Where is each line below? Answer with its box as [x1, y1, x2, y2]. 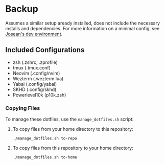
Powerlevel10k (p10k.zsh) [12, 91, 66, 98]
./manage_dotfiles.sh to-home [12, 155, 78, 160]
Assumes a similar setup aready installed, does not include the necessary [5, 20, 160, 26]
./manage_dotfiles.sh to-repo [12, 136, 78, 141]
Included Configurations [5, 45, 85, 54]
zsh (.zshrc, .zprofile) [12, 59, 58, 65]
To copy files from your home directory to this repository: [12, 126, 134, 132]
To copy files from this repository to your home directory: [12, 145, 134, 151]
